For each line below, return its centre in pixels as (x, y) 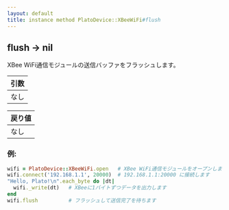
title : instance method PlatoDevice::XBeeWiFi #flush (84, 20)
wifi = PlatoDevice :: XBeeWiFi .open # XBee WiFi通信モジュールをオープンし (112, 169)
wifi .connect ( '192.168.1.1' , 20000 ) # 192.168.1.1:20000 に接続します (109, 175)
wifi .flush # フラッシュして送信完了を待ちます (82, 200)
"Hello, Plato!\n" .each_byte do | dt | (61, 182)
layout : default (30, 13)
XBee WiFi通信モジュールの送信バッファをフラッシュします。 (93, 65)
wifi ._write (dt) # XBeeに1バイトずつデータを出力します (90, 188)
